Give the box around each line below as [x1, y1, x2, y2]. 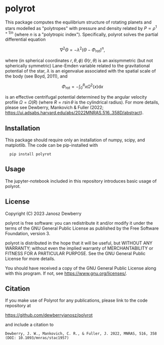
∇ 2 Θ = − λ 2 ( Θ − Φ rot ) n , [59, 46, 106, 54]
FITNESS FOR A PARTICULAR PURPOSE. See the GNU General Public [5, 250, 146, 256]
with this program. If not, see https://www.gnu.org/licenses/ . [5, 270, 127, 276]
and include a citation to [5, 322, 54, 328]
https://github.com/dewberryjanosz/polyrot [5, 312, 93, 318]
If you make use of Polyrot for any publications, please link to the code [5, 297, 148, 303]
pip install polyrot [9, 152, 52, 157]
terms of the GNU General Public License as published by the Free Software [5, 225, 159, 231]
